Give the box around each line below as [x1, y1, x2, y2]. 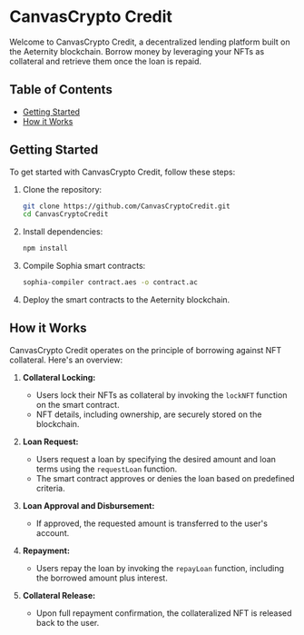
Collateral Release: [22, 590, 96, 600]
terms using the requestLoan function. [35, 463, 178, 474]
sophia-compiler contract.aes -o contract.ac [22, 278, 198, 287]
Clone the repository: [22, 184, 103, 194]
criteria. [35, 482, 65, 493]
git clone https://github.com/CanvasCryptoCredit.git [22, 202, 230, 211]
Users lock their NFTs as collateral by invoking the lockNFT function [35, 389, 288, 401]
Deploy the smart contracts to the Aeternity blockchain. [22, 294, 230, 305]
